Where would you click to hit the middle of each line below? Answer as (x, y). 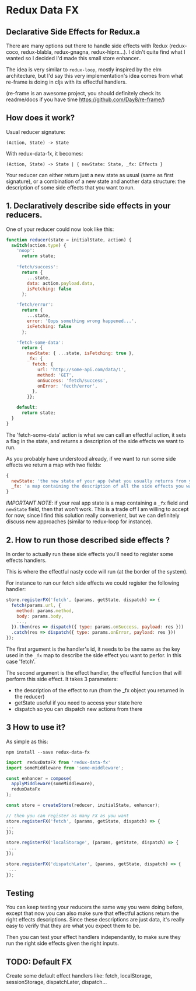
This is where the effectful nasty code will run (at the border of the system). (97, 571)
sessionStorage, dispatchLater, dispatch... (57, 982)
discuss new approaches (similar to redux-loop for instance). (79, 522)
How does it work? (41, 118)
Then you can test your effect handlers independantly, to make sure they (93, 937)
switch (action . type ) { (39, 245)
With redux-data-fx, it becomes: (45, 153)
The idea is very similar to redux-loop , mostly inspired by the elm (84, 70)
